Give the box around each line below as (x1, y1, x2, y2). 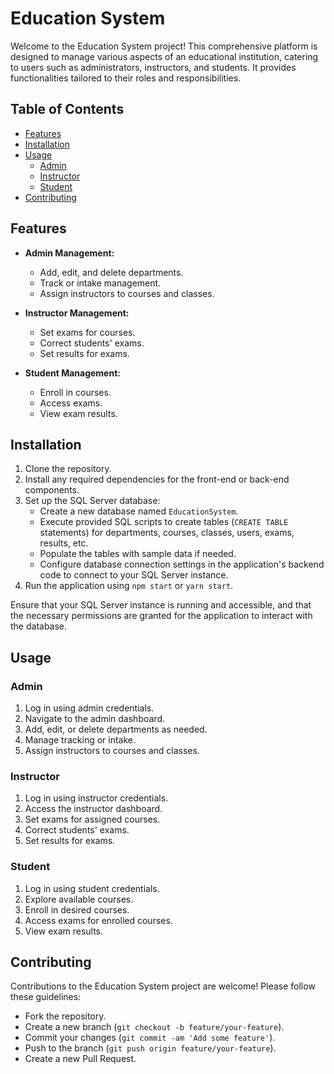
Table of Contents (10, 101, 125, 118)
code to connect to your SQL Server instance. (39, 569, 229, 581)
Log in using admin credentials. (24, 702, 155, 714)
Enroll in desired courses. (24, 903, 130, 916)
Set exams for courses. (39, 326, 136, 338)
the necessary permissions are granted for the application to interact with (10, 610, 313, 622)
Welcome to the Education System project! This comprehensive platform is (10, 40, 318, 52)
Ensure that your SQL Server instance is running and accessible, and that (10, 599, 312, 611)
